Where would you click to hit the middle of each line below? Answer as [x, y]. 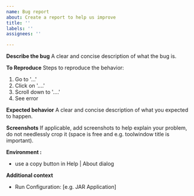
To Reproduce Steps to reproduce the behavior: [65, 68]
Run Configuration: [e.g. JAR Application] [65, 187]
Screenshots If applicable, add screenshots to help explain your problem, [97, 128]
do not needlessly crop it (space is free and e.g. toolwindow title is [88, 134]
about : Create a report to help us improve [61, 17]
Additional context [30, 175]
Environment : [24, 152]
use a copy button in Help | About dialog [64, 164]
